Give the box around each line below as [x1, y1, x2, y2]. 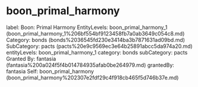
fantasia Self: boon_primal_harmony [6, 67, 94, 75]
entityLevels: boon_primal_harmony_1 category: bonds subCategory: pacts [6, 49, 188, 56]
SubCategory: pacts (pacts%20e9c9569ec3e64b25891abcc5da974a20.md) [6, 43, 193, 50]
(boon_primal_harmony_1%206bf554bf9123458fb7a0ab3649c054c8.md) [6, 30, 185, 37]
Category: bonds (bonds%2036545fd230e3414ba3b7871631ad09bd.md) [6, 36, 186, 43]
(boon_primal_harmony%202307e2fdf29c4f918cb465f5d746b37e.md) [6, 74, 179, 81]
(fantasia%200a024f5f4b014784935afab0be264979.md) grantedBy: [6, 61, 175, 69]
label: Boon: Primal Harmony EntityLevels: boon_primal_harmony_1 [6, 24, 168, 31]
